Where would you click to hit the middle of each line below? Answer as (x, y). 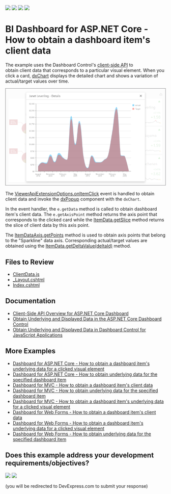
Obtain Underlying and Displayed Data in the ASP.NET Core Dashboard (87, 319)
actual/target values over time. (37, 81)
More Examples (31, 351)
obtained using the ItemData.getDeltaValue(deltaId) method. (68, 246)
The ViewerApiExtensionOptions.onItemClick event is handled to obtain (80, 194)
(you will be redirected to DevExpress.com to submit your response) (77, 486)
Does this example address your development (80, 456)
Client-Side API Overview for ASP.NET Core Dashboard (70, 313)
